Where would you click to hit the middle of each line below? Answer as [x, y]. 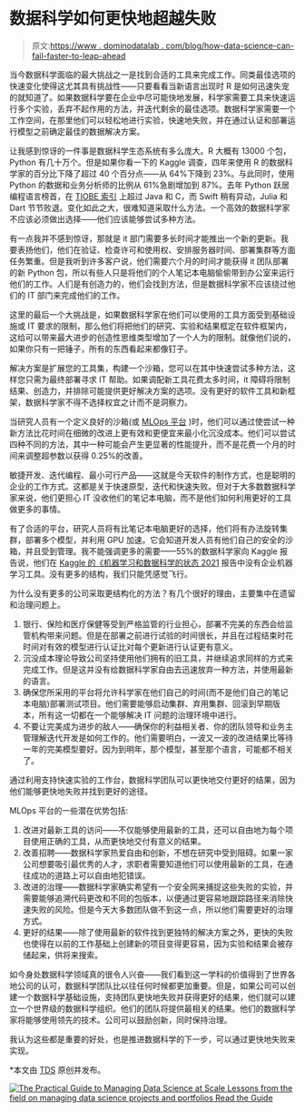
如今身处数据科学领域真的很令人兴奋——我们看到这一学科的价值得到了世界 [148, 974]
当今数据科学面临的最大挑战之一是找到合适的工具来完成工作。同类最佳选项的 [152, 75]
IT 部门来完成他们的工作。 [76, 295]
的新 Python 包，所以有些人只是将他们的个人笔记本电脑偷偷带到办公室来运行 [152, 272]
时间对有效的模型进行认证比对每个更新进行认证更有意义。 [130, 646]
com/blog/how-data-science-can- [230, 45]
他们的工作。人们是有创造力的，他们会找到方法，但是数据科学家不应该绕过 [148, 284]
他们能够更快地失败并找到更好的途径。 [81, 791]
